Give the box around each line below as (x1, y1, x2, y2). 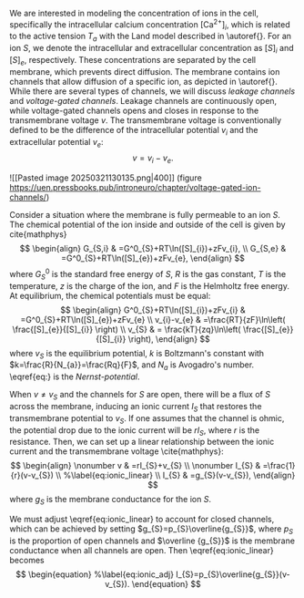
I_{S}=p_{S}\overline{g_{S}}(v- (176, 569, 290, 580)
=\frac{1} (262, 460, 296, 471)
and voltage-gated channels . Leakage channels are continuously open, (9, 95, 278, 106)
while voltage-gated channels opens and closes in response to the (9, 105, 259, 116)
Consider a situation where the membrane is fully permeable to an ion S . (9, 210, 280, 221)
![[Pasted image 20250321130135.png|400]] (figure (9, 172, 202, 183)
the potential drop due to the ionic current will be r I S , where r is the (9, 424, 260, 438)
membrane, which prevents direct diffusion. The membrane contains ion (9, 66, 280, 77)
